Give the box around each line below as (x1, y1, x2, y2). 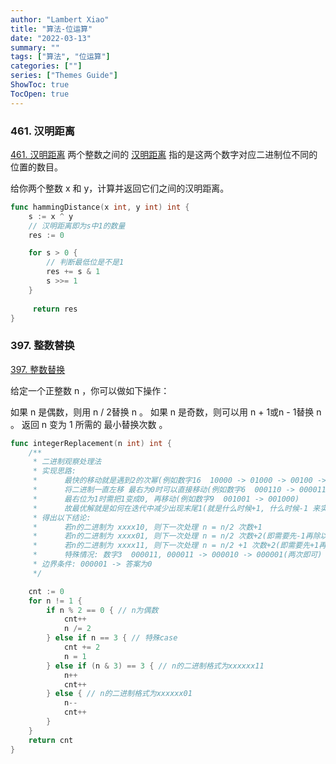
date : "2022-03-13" (10, 33, 92, 43)
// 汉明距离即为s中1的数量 (28, 221, 126, 231)
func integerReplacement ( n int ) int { (10, 438, 172, 448)
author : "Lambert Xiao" (10, 14, 110, 25)
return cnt (28, 735, 74, 745)
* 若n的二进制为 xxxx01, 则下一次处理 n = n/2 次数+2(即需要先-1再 (32, 531, 313, 541)
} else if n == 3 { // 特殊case (46, 633, 178, 643)
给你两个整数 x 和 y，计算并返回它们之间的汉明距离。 (10, 182, 230, 194)
